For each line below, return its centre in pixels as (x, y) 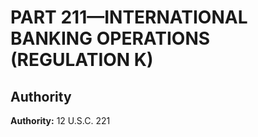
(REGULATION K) (82, 60)
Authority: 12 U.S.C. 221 (60, 120)
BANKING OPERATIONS (110, 38)
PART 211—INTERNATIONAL (129, 17)
